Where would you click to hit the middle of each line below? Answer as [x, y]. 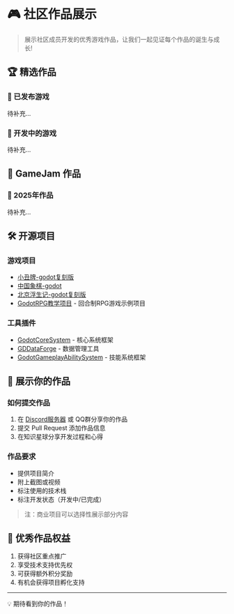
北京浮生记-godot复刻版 [52, 294]
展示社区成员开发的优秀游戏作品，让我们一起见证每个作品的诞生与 [119, 39]
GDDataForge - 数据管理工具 [58, 348]
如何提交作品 [29, 403]
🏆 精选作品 [32, 72]
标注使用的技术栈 [42, 491]
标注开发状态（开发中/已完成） [61, 499]
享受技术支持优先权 [45, 565]
